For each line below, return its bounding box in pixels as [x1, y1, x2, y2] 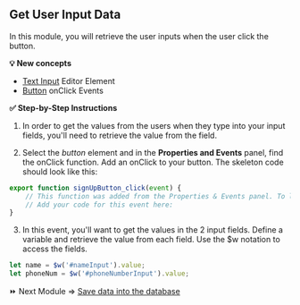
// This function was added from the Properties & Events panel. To [25, 191, 286, 200]
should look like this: [21, 165, 98, 177]
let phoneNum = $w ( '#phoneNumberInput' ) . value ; [9, 269, 190, 278]
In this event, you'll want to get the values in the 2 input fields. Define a [21, 225, 284, 235]
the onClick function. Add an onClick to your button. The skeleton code [21, 157, 284, 167]
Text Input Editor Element [21, 75, 116, 86]
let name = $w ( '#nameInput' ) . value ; [9, 261, 146, 270]
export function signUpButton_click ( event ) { [9, 183, 181, 192]
